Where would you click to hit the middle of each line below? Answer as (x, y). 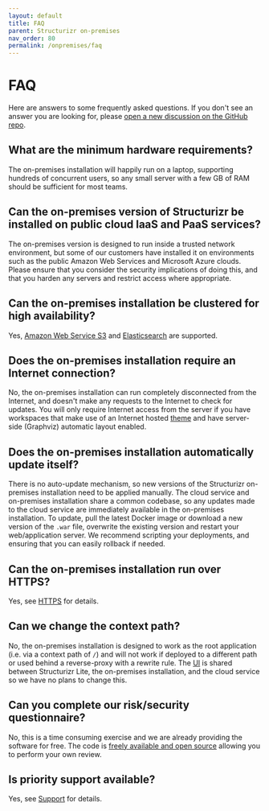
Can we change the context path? (94, 626)
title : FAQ (26, 23)
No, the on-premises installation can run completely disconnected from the (132, 393)
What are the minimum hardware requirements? (130, 150)
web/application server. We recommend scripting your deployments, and (129, 535)
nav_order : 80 (32, 38)
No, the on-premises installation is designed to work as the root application (132, 645)
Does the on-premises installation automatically (131, 452)
